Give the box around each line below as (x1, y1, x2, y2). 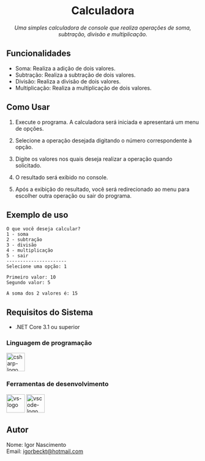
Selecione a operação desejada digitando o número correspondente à (15, 136, 192, 144)
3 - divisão (6, 242, 37, 249)
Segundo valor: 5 (6, 280, 51, 286)
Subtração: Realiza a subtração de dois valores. (15, 71, 136, 79)
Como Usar (6, 102, 50, 112)
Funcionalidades (6, 48, 72, 59)
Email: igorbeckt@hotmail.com (6, 447, 84, 455)
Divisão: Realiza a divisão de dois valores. (15, 77, 121, 85)
